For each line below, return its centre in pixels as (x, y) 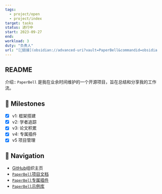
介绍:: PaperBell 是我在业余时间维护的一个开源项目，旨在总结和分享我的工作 (81, 82)
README (19, 70)
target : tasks (19, 23)
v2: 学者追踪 (24, 122)
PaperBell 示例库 (28, 186)
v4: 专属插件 (24, 134)
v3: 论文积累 (24, 128)
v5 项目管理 (23, 140)
